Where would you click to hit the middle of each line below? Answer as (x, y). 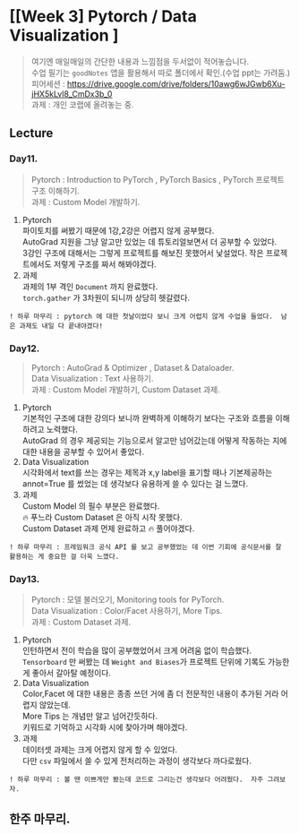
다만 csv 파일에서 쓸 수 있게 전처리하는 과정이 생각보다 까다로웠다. (137, 761)
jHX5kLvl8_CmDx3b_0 (72, 94)
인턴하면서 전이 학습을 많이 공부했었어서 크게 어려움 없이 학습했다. (137, 650)
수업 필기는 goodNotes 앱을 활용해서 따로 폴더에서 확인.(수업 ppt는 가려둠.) (161, 73)
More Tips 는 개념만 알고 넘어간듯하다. (90, 716)
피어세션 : (48, 83)
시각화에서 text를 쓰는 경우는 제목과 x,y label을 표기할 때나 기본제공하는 (147, 472)
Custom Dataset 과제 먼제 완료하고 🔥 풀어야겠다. (108, 528)
